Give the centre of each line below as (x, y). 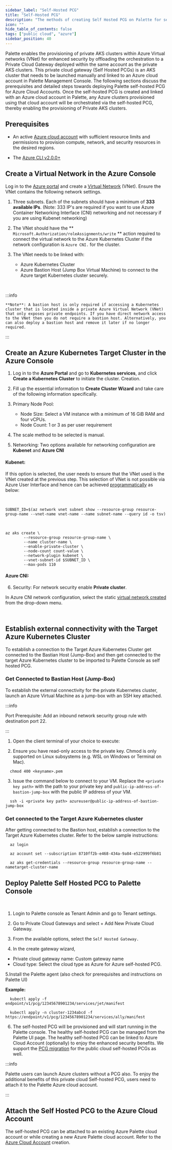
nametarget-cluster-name (32, 868)
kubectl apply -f (28, 999)
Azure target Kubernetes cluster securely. (64, 275)
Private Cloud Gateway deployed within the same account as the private (81, 64)
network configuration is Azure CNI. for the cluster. (67, 244)
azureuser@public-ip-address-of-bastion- (114, 801)
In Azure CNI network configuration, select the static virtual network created (86, 597)
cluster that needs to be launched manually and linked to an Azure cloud (82, 75)
